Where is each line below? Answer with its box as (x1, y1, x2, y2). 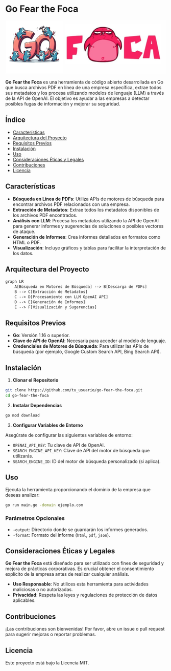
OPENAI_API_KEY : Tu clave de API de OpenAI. (12, 442, 105, 448)
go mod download (5, 413, 40, 418)
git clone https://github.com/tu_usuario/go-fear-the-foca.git (5, 387, 143, 392)
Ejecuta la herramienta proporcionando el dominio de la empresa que (5, 487, 151, 493)
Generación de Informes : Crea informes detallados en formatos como (12, 234, 161, 240)
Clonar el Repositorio (12, 377, 59, 383)
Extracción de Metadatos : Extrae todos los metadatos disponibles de (12, 206, 159, 213)
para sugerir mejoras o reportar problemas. (5, 631, 96, 638)
